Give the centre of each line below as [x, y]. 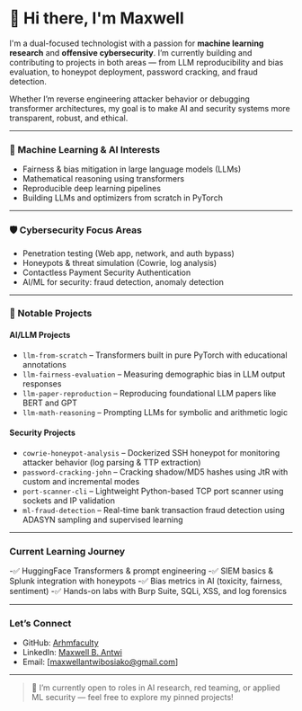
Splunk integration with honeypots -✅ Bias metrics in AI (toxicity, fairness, [146, 581]
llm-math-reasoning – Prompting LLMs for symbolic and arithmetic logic [155, 412]
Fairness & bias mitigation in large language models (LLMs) [132, 169]
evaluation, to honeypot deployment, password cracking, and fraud [133, 72]
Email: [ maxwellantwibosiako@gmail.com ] [100, 662]
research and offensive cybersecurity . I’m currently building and [131, 52]
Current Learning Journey [67, 551]
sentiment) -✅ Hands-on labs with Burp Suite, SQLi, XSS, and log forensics [148, 591]
